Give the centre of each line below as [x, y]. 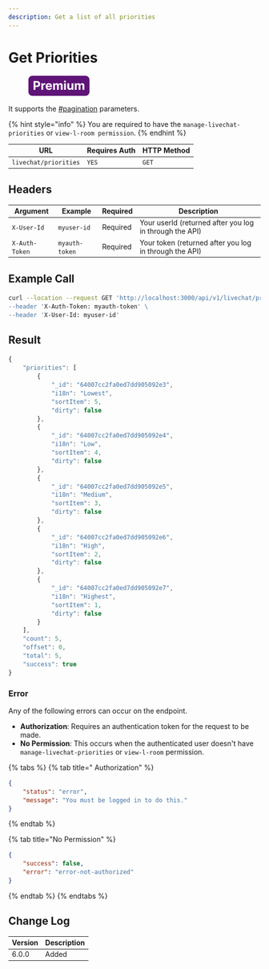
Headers [30, 190]
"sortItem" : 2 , [76, 554]
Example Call [41, 278]
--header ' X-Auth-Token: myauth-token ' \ [78, 306]
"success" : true [50, 664]
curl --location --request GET [60, 298]
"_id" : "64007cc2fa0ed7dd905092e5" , [112, 487]
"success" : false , [53, 864]
